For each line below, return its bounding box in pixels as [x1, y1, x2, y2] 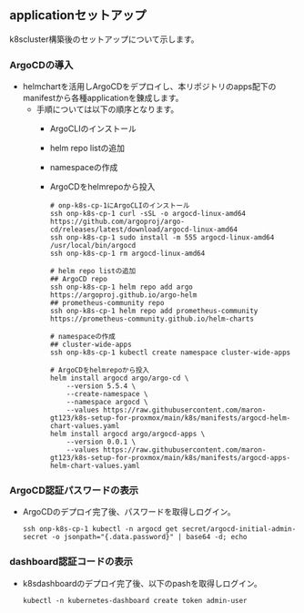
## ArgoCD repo [49, 275, 107, 284]
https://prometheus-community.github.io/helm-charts [49, 314, 255, 324]
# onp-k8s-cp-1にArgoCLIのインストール [49, 201, 190, 210]
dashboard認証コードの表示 [9, 556, 134, 568]
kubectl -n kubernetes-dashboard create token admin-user [22, 596, 248, 605]
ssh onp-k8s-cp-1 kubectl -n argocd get [22, 525, 178, 534]
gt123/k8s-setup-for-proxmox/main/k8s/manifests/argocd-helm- [49, 414, 291, 423]
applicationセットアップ [9, 7, 147, 24]
